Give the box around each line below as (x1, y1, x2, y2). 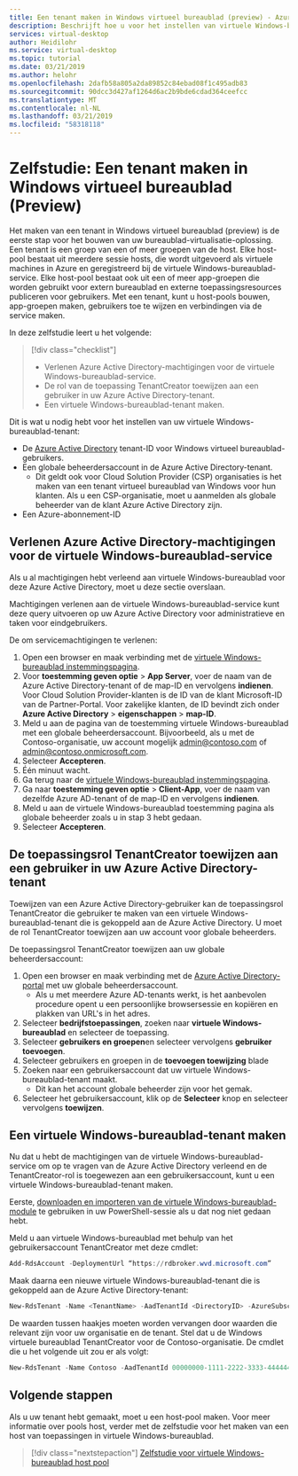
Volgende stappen (9, 1388, 114, 1403)
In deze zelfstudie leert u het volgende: (9, 327, 153, 338)
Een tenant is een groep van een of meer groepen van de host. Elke (9, 244, 255, 254)
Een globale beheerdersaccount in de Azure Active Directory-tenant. (21, 462, 273, 472)
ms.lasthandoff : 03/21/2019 (9, 112, 114, 121)
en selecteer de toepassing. (67, 1027, 170, 1037)
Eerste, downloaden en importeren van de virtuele (9, 1197, 192, 1207)
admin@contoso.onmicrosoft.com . (21, 746, 149, 756)
